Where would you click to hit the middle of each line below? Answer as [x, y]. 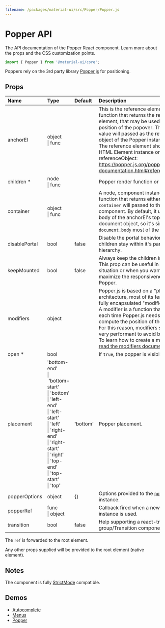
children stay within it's [125, 244]
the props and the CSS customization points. [50, 53]
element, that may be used [129, 121]
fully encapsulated [120, 303]
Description [112, 101]
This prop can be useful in [128, 264]
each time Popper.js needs [129, 315]
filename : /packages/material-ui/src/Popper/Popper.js [62, 10]
